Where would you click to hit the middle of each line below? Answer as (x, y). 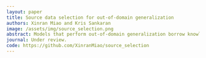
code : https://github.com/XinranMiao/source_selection (78, 46)
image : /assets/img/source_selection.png (60, 29)
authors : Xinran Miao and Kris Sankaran (59, 23)
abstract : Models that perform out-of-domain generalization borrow (96, 34)
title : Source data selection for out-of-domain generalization (90, 18)
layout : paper (25, 12)
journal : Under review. (37, 40)
